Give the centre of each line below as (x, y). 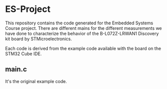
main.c (16, 69)
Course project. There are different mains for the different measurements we (83, 28)
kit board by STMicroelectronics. (39, 39)
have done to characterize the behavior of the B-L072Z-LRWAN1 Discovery (82, 33)
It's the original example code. (36, 81)
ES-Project (28, 9)
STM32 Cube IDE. (24, 54)
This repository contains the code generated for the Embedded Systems (79, 23)
